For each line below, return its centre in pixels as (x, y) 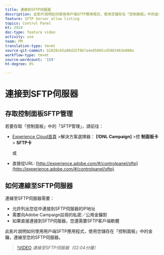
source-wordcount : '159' (30, 60)
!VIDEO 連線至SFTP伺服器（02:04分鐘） (58, 248)
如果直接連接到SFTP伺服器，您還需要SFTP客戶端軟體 (66, 221)
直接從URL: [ (25, 164)
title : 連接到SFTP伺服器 (28, 10)
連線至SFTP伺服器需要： (30, 198)
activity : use (20, 37)
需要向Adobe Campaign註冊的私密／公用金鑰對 (60, 214)
